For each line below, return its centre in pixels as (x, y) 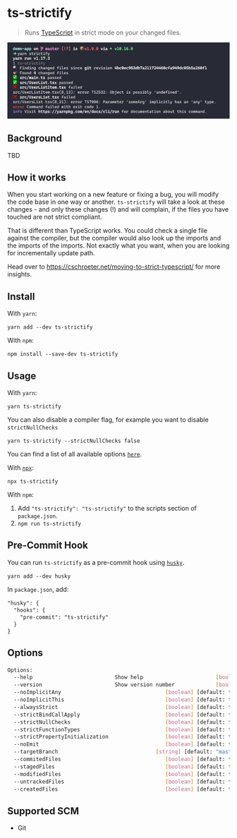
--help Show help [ (116, 678)
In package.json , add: (38, 589)
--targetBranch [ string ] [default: (113, 752)
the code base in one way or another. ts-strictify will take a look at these (116, 202)
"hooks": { (30, 610)
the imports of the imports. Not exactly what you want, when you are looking (119, 245)
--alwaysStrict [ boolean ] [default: (120, 707)
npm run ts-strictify (49, 523)
